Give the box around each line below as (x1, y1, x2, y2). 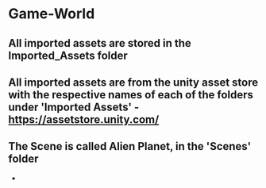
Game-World (8, 5, 95, 23)
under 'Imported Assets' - (8, 100, 140, 113)
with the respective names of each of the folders (8, 88, 254, 102)
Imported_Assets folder (8, 48, 129, 62)
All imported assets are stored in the (8, 36, 192, 50)
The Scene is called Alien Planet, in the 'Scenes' (8, 140, 252, 153)
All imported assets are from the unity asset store (8, 75, 259, 89)
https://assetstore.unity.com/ (8, 113, 160, 126)
